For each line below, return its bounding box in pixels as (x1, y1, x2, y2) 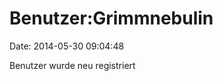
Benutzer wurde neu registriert (9, 59, 136, 71)
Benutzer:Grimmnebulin (9, 7, 214, 30)
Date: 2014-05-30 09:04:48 (9, 40, 125, 52)
